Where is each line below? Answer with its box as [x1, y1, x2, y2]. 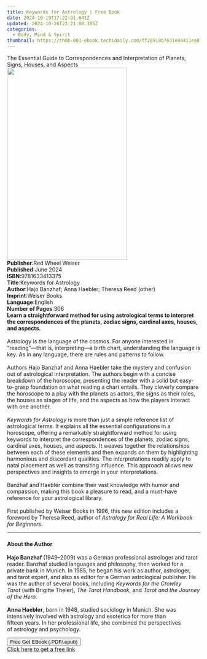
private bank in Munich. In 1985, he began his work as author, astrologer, [7, 567, 191, 574]
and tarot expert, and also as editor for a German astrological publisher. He [7, 574, 197, 581]
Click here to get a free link [7, 645, 76, 653]
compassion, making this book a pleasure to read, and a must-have [7, 488, 178, 495]
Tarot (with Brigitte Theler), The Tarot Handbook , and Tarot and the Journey [7, 587, 200, 594]
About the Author [7, 540, 53, 547]
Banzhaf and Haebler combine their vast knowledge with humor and [7, 482, 179, 488]
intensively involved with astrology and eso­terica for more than [7, 612, 166, 620]
